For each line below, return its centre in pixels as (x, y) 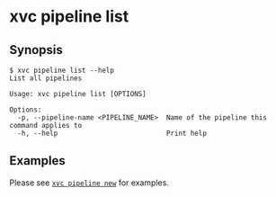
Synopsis (36, 50)
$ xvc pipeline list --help (62, 70)
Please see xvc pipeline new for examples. (89, 183)
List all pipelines (46, 78)
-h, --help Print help (112, 133)
